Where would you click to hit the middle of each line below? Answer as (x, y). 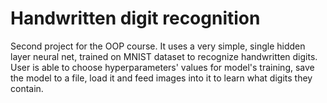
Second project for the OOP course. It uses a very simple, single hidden (158, 46)
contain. (27, 88)
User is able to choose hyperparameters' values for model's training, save (162, 67)
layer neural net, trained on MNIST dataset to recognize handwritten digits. (164, 56)
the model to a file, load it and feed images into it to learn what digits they (161, 78)
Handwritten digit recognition (135, 18)
